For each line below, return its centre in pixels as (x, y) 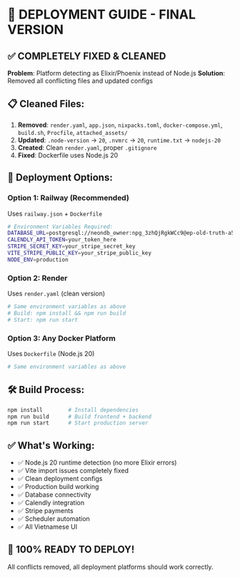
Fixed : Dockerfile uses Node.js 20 (68, 155)
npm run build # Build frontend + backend (80, 417)
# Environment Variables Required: (60, 227)
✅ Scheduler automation (54, 519)
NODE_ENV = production (38, 260)
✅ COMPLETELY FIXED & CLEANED (87, 56)
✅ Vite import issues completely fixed (73, 471)
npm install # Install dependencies (73, 410)
